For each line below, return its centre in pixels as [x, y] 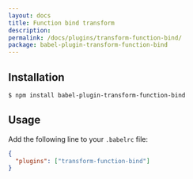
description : [30, 30]
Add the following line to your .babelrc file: [78, 139]
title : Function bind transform [61, 23]
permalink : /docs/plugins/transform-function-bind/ [95, 38]
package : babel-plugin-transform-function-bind [88, 45]
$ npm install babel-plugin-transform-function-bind [97, 95]
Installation [36, 77]
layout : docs [30, 15]
